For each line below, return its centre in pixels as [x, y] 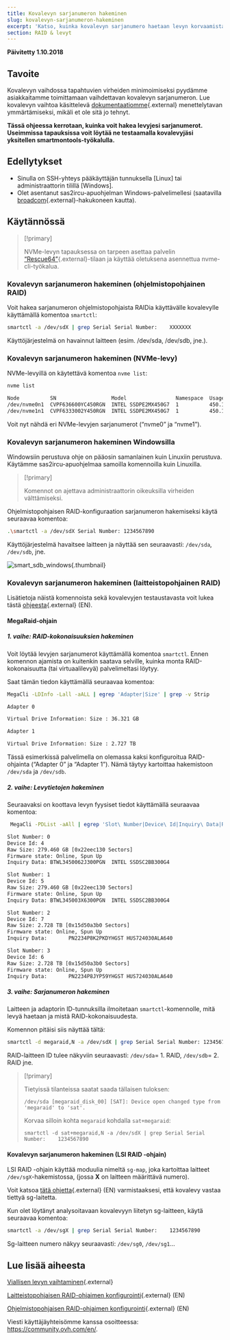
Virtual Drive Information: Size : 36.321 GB [73, 719]
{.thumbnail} [88, 565]
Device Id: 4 [26, 843]
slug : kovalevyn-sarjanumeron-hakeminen [66, 20]
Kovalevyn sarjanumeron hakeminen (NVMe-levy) [92, 358]
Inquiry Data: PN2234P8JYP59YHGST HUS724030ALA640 [90, 976]
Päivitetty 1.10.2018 [35, 52]
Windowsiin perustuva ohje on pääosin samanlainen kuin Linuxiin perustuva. [115, 457]
